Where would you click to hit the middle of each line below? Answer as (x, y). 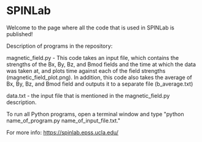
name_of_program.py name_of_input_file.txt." (64, 121)
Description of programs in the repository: (60, 46)
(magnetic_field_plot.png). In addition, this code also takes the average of (99, 77)
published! (20, 34)
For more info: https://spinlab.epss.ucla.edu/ (62, 132)
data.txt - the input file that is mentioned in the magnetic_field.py (88, 95)
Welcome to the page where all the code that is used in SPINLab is (91, 28)
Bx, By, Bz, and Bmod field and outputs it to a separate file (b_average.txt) (100, 84)
